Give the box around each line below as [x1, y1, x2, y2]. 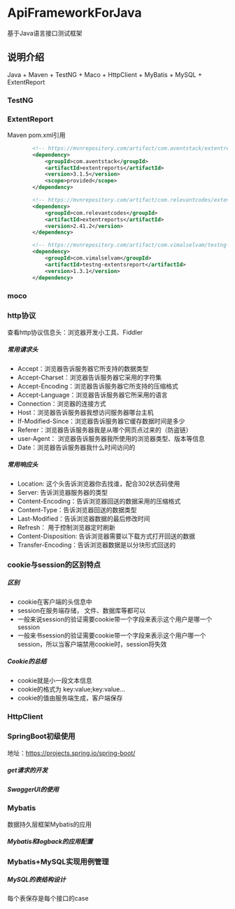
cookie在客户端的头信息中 [17, 597, 92, 606]
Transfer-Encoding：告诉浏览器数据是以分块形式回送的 [17, 540, 176, 549]
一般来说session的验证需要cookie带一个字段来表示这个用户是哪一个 [17, 614, 213, 623]
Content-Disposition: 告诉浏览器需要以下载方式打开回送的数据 [17, 532, 196, 540]
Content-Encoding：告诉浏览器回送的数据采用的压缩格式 [17, 497, 181, 505]
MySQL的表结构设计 [7, 875, 66, 884]
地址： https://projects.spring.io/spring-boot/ [7, 749, 136, 757]
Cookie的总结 [7, 657, 47, 665]
